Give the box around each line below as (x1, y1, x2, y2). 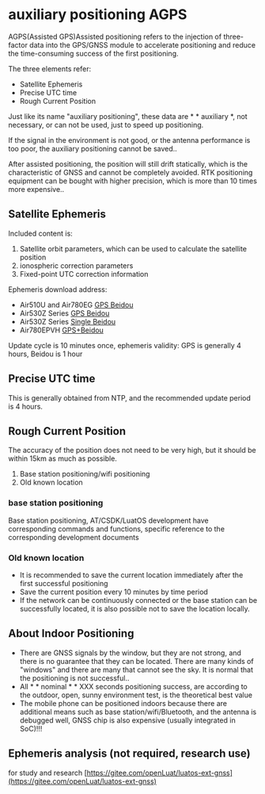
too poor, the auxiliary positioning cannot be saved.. (8, 144, 178, 153)
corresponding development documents (8, 532, 140, 542)
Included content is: (8, 228, 73, 238)
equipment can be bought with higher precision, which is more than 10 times (8, 176, 257, 186)
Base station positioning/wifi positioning (19, 470, 150, 479)
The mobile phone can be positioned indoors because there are (19, 698, 228, 708)
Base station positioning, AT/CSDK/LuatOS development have (8, 516, 209, 525)
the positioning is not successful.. (19, 673, 130, 683)
